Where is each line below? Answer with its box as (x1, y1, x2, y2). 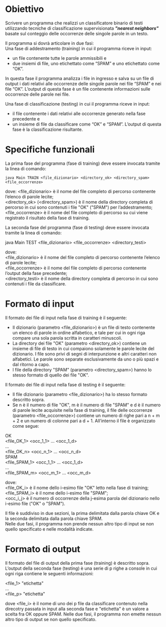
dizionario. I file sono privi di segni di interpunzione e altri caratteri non (12, 351, 157, 357)
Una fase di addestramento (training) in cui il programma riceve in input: (5, 45, 152, 51)
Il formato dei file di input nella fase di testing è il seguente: (5, 381, 125, 387)
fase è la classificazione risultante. (12, 126, 83, 132)
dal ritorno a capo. (12, 361, 51, 367)
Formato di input (5, 298, 74, 310)
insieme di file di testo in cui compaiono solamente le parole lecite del (12, 345, 155, 352)
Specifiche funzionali (5, 144, 95, 155)
